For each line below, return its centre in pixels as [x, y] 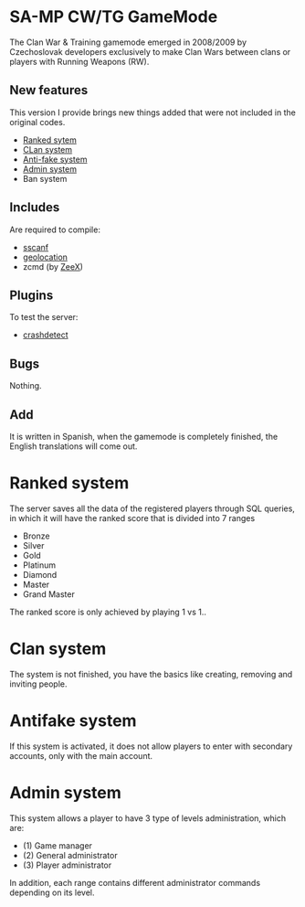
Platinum [39, 565]
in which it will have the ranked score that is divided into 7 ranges [132, 518]
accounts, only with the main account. [81, 755]
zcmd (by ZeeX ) [53, 266]
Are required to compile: [55, 229]
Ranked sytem [50, 140]
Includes [35, 208]
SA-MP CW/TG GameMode [114, 17]
